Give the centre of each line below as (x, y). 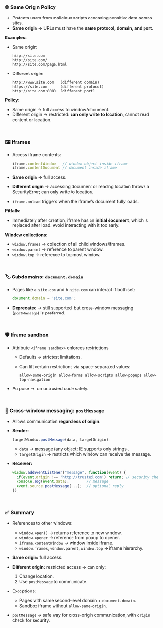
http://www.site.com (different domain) (56, 83)
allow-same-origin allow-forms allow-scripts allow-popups (81, 375)
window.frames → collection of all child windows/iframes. (69, 244)
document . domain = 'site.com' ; (44, 298)
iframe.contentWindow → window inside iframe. (66, 543)
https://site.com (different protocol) (58, 87)
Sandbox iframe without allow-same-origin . (63, 606)
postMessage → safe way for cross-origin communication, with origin (81, 615)
